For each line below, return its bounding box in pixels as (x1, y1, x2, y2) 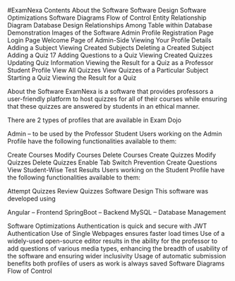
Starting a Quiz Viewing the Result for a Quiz (7, 73, 137, 82)
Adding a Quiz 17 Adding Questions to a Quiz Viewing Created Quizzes (7, 51, 213, 59)
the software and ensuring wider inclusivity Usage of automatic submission (7, 252, 227, 260)
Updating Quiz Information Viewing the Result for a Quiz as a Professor (7, 59, 214, 66)
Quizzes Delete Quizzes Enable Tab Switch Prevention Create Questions (7, 158, 217, 167)
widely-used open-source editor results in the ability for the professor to (7, 237, 217, 245)
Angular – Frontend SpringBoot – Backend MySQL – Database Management (7, 208, 227, 216)
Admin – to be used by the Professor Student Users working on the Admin (7, 130, 222, 138)
